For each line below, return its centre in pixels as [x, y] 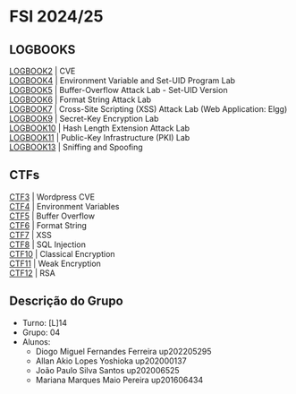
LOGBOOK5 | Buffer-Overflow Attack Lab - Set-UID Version [118, 90]
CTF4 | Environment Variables [64, 206]
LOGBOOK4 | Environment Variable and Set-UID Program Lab [122, 81]
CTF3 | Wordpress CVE [52, 197]
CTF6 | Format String [48, 225]
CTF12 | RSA [32, 273]
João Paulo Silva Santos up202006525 [108, 370]
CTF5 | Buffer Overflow [52, 216]
